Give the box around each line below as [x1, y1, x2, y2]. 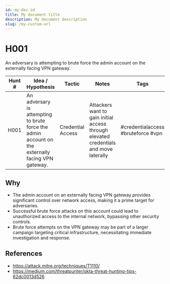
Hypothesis [26, 84, 55, 91]
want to [89, 108, 107, 115]
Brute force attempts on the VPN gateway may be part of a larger [12, 224, 148, 230]
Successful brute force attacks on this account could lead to [12, 208, 139, 214]
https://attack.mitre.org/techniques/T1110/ [12, 263, 100, 269]
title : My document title [5, 12, 60, 17]
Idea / [33, 77, 48, 84]
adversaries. [12, 203, 39, 208]
